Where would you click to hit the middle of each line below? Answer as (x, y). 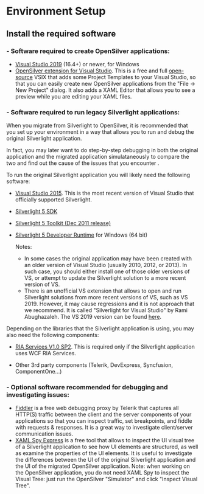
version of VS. (42, 285)
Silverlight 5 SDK (36, 212)
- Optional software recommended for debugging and (87, 388)
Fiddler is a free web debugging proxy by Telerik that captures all (97, 408)
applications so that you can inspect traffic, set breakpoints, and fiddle (104, 421)
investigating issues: (38, 395)
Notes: (23, 247)
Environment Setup (56, 11)
